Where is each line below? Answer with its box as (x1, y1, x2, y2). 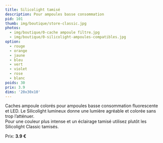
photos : (5, 26, 21, 30)
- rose (9, 71, 23, 76)
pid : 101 (5, 16, 23, 21)
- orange (9, 48, 27, 53)
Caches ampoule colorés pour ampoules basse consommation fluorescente (5, 103, 158, 109)
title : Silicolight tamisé (5, 7, 60, 12)
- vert (9, 62, 23, 67)
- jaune (9, 53, 26, 58)
